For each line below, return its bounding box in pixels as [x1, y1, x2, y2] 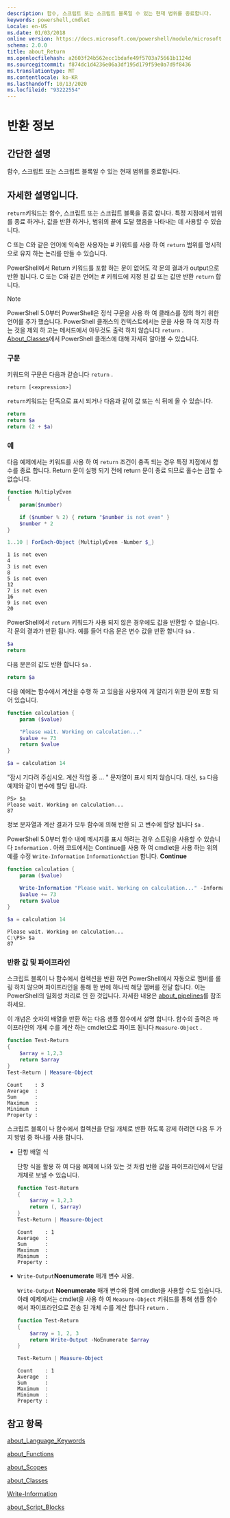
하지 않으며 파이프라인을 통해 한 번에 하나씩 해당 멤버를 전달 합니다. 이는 [14, 983, 206, 991]
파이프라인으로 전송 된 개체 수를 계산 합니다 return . [29, 1303, 169, 1311]
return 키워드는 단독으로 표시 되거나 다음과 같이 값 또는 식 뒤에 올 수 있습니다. [7, 397, 214, 405]
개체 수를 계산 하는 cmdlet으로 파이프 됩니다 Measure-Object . [36, 1024, 203, 1032]
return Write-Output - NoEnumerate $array [29, 1336, 149, 1343]
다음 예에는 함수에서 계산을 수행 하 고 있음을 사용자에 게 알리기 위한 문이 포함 [7, 687, 212, 695]
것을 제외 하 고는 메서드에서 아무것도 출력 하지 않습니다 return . [14, 325, 184, 334]
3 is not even [7, 564, 48, 571]
